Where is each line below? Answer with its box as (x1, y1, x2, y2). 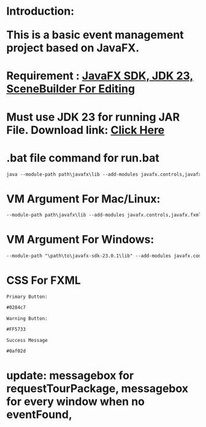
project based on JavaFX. (6, 41, 140, 55)
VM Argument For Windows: (6, 232, 154, 247)
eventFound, (6, 407, 72, 421)
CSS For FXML (6, 273, 81, 288)
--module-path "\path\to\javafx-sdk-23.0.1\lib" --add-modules (6, 253, 172, 259)
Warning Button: (6, 315, 48, 322)
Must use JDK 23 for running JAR (6, 110, 180, 124)
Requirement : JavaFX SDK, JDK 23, (6, 69, 194, 83)
